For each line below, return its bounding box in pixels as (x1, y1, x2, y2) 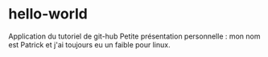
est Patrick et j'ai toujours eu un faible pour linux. (8, 39, 171, 49)
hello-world (8, 5, 89, 23)
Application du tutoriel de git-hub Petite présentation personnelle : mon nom (8, 31, 261, 41)
